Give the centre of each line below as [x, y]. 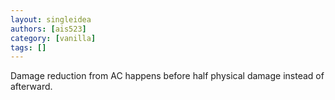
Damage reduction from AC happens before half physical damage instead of [167, 76]
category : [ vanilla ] [53, 38]
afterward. [31, 87]
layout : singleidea [51, 19]
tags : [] [28, 47]
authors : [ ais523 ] [48, 29]
